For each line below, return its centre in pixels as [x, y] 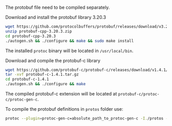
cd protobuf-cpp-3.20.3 [31, 36]
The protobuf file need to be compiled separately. [58, 7]
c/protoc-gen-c [21, 99]
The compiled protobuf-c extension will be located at [61, 94]
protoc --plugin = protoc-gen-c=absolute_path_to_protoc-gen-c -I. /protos [84, 118]
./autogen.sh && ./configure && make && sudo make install [70, 41]
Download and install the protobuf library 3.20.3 [56, 17]
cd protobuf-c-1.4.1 [27, 79]
